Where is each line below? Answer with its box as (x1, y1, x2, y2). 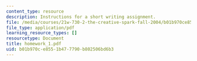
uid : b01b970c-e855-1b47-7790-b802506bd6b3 (6, 46, 114, 52)
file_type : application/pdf (6, 24, 75, 31)
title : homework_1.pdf (6, 41, 62, 47)
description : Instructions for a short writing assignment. (6, 14, 157, 20)
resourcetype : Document (6, 35, 64, 41)
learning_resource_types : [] (6, 30, 77, 36)
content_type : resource (6, 8, 64, 15)
